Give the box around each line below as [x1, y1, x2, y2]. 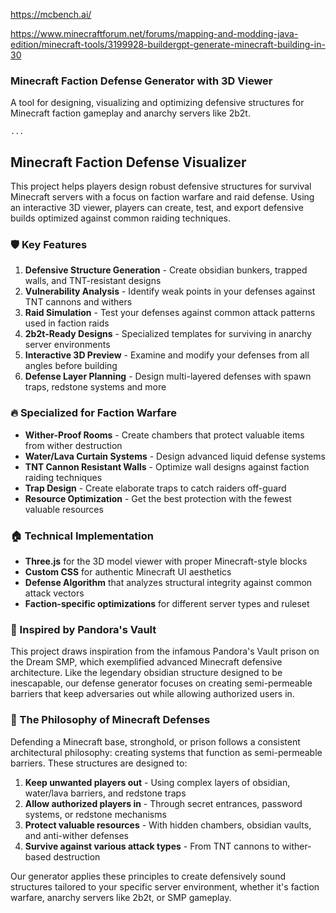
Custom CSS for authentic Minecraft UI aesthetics [24, 566, 232, 578]
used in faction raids [24, 317, 110, 329]
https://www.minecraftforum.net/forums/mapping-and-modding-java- [10, 28, 299, 39]
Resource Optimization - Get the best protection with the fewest [24, 492, 292, 504]
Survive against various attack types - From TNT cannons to [24, 840, 280, 852]
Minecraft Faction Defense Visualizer [10, 154, 247, 171]
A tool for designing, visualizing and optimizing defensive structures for [10, 97, 305, 109]
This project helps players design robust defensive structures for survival [10, 180, 312, 193]
